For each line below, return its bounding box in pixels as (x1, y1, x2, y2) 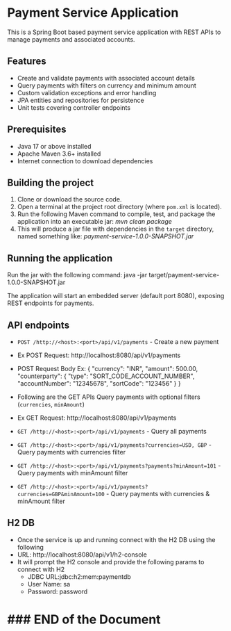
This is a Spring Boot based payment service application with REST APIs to (7, 28, 221, 36)
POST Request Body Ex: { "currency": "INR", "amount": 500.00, (17, 365, 198, 372)
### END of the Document (7, 612, 161, 627)
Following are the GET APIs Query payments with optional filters (17, 393, 200, 401)
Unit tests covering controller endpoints (17, 103, 130, 112)
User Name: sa (27, 580, 71, 588)
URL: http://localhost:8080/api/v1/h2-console (17, 550, 147, 559)
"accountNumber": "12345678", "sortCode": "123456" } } (17, 379, 182, 387)
